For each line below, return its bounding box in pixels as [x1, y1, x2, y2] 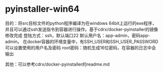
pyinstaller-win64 [5, 3, 80, 15]
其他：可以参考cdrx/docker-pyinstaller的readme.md [5, 61, 110, 67]
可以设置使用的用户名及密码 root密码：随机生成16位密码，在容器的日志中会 [5, 45, 156, 50]
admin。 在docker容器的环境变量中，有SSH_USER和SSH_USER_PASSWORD [5, 38, 159, 45]
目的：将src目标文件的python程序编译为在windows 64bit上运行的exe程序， [5, 20, 157, 26]
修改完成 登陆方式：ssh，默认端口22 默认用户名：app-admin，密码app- [5, 32, 150, 38]
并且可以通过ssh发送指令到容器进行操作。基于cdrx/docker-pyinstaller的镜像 [5, 26, 158, 32]
